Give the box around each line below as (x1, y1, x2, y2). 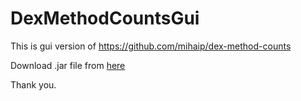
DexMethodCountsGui (10, 7, 200, 30)
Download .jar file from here (10, 59, 126, 71)
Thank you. (10, 78, 57, 91)
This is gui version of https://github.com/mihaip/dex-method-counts (10, 40, 292, 52)
